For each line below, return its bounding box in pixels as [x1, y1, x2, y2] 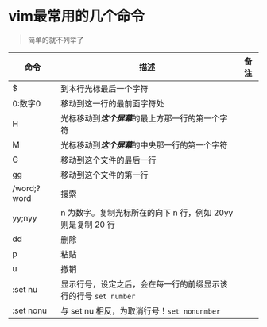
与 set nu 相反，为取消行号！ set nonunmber [60, 305, 221, 316]
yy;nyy [12, 212, 37, 223]
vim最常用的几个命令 [8, 7, 145, 25]
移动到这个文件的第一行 [60, 169, 149, 180]
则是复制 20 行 [60, 219, 115, 230]
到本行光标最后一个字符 [60, 83, 149, 94]
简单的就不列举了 [27, 35, 84, 44]
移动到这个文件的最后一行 [60, 154, 157, 165]
